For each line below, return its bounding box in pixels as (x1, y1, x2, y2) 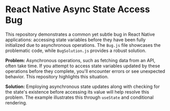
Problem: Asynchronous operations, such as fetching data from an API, (5, 57, 156, 63)
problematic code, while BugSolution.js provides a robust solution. (5, 47, 147, 53)
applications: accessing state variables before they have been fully (5, 37, 146, 43)
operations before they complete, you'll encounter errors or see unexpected (5, 68, 165, 74)
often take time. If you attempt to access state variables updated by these (5, 63, 160, 69)
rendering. (5, 99, 27, 105)
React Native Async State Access (5, 4, 150, 15)
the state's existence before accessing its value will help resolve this (5, 89, 150, 95)
